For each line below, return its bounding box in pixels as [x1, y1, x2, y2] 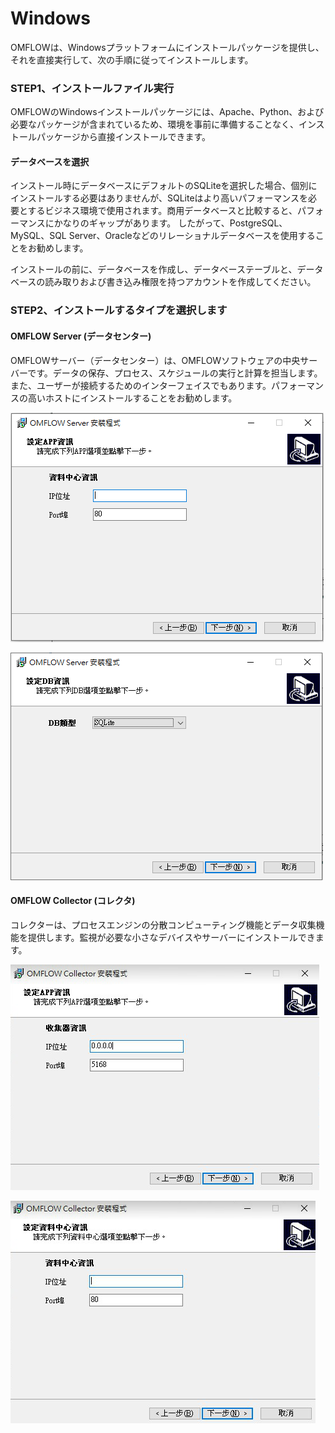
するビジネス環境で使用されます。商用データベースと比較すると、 [27, 205, 298, 217]
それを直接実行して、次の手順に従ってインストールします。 [10, 53, 254, 66]
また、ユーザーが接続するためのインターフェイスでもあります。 [10, 379, 272, 391]
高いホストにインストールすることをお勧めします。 [27, 392, 238, 404]
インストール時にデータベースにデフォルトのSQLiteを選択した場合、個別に [10, 180, 318, 192]
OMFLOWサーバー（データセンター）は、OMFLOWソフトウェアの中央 [10, 354, 301, 366]
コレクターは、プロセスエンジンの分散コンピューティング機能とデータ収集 [10, 918, 317, 931]
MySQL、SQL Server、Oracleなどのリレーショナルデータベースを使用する [10, 230, 316, 242]
